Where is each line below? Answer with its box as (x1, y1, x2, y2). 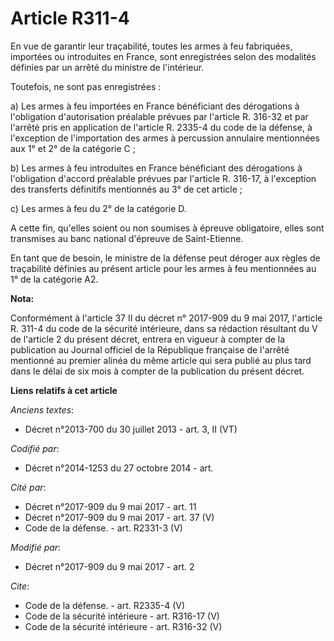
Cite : (10, 580, 30, 592)
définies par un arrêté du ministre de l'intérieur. (10, 61, 205, 73)
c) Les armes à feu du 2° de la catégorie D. (10, 202, 187, 214)
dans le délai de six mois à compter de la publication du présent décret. (10, 365, 305, 377)
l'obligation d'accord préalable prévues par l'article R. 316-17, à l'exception (10, 172, 317, 184)
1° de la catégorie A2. (10, 273, 99, 285)
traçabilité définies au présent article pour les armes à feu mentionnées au (10, 262, 317, 274)
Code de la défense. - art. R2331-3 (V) (24, 522, 183, 534)
